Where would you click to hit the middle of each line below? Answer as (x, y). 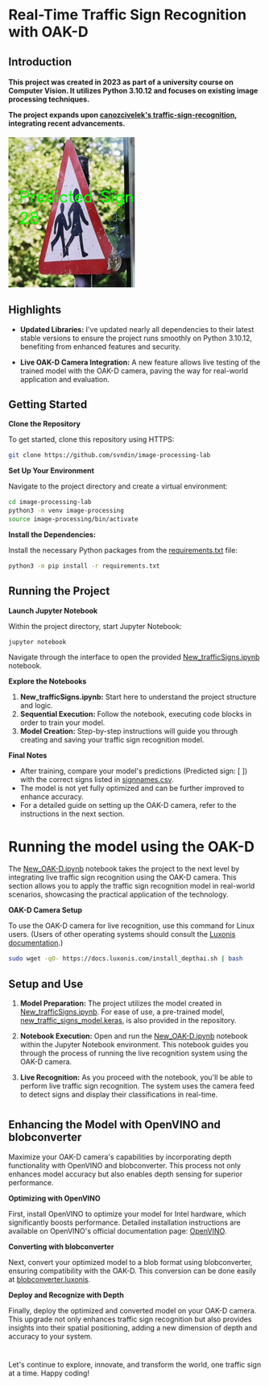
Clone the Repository (44, 424)
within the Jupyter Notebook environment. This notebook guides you (134, 1045)
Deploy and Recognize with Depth (66, 1295)
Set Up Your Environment (52, 471)
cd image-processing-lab (50, 502)
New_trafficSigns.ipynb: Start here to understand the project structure (138, 697)
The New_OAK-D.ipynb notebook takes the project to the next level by (124, 869)
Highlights (35, 310)
